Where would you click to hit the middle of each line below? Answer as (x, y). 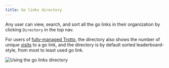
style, (11, 50)
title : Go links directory (34, 10)
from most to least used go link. (51, 50)
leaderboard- (150, 45)
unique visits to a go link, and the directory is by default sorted (70, 45)
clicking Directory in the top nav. (40, 29)
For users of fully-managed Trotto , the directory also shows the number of (83, 39)
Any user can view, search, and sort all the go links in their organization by (83, 24)
